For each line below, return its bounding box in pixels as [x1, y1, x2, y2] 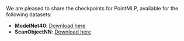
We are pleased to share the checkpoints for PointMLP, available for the [6, 5, 179, 12]
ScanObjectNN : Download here [14, 28, 92, 35]
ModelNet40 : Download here [14, 23, 86, 29]
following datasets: [6, 11, 52, 18]
